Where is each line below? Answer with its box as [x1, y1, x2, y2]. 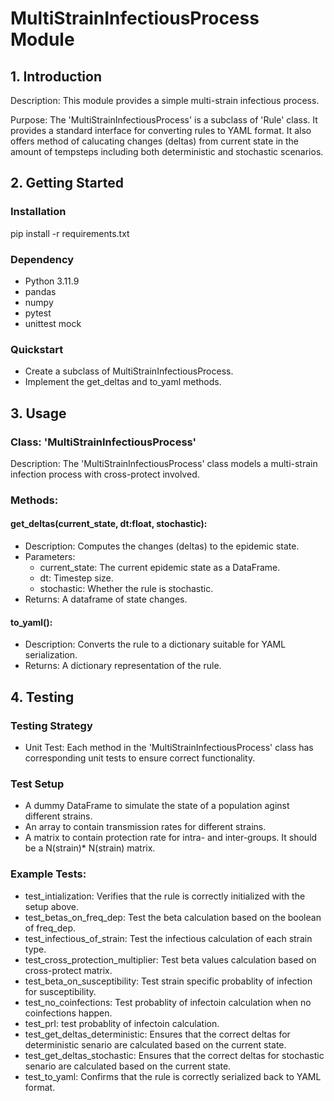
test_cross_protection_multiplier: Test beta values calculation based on [24, 953, 317, 966]
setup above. [24, 900, 80, 912]
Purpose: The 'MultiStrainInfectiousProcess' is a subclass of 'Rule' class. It [10, 114, 318, 126]
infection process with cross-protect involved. [10, 468, 200, 480]
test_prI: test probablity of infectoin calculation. [24, 1017, 220, 1029]
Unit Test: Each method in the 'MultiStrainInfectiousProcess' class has [24, 741, 314, 753]
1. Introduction [10, 68, 102, 85]
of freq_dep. [24, 922, 76, 934]
